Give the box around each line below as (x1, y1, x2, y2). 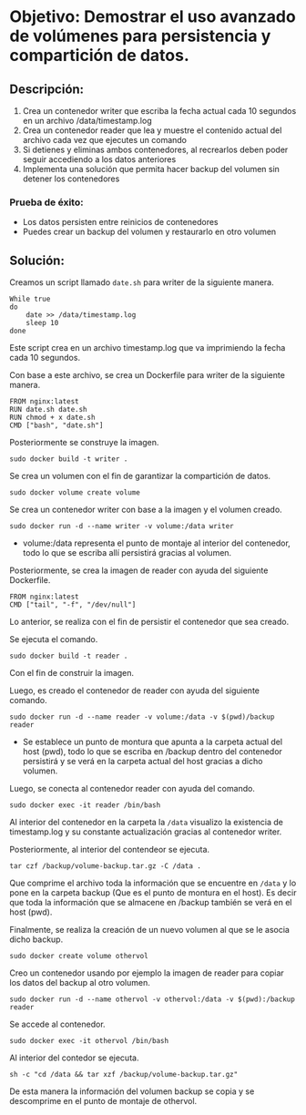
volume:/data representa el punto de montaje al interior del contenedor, (22, 537, 291, 548)
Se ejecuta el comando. (9, 634, 98, 645)
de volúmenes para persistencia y (9, 26, 271, 46)
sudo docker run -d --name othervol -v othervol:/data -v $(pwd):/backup (9, 995, 296, 1004)
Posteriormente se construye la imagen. (9, 437, 159, 448)
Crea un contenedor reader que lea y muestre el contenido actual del (22, 125, 282, 136)
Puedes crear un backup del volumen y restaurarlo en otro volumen (22, 226, 277, 238)
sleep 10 (25, 319, 59, 328)
